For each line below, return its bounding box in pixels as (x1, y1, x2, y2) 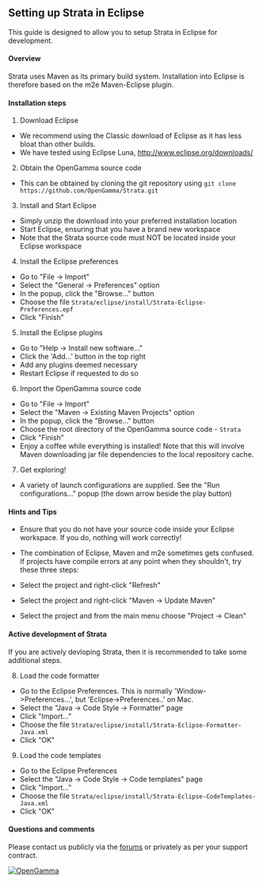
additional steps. (8, 655, 63, 664)
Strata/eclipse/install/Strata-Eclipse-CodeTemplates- (71, 792, 256, 801)
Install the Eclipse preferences (19, 257, 119, 266)
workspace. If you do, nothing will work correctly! (19, 533, 182, 542)
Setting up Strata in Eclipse (8, 6, 145, 20)
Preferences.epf (19, 306, 74, 314)
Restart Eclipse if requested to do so (19, 368, 139, 379)
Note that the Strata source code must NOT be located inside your (19, 233, 236, 242)
